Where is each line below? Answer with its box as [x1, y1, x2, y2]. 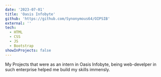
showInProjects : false [5, 48, 51, 53]
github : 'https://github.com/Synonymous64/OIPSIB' [5, 16, 110, 21]
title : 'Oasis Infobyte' [5, 12, 56, 17]
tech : [5, 25, 16, 30]
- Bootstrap [9, 43, 34, 48]
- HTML [9, 30, 23, 35]
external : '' [5, 20, 32, 26]
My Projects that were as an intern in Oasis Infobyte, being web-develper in [5, 61, 157, 67]
